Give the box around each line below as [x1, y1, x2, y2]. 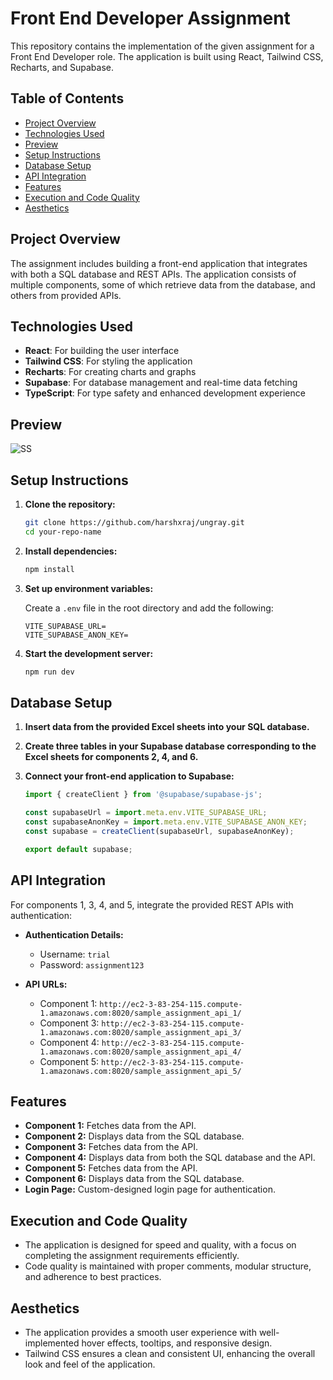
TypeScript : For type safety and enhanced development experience [24, 387, 306, 399]
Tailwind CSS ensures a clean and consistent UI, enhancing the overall [24, 1347, 316, 1359]
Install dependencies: [24, 545, 118, 557]
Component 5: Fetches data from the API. [24, 1162, 198, 1174]
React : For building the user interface [24, 345, 180, 357]
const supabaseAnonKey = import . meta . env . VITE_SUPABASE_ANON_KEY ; [24, 817, 308, 827]
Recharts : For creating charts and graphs [24, 366, 197, 378]
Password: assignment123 [39, 958, 145, 971]
